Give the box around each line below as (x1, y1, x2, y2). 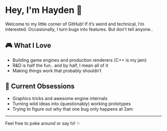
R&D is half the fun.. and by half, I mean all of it (12, 62, 108, 68)
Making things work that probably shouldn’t (12, 67, 102, 74)
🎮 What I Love (5, 41, 51, 50)
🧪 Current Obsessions (5, 82, 75, 91)
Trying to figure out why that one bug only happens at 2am (12, 106, 133, 112)
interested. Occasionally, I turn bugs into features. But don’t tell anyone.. (5, 26, 153, 32)
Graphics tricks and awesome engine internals (12, 95, 108, 101)
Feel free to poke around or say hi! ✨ (5, 120, 81, 126)
